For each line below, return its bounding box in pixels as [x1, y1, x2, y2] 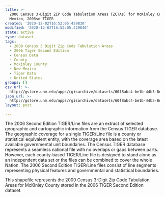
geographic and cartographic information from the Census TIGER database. [5, 126, 159, 131]
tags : [5, 39, 16, 44]
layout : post [5, 103, 32, 108]
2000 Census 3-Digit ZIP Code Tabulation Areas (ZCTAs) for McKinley [9, 12, 155, 17]
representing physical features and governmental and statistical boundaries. [5, 168, 160, 173]
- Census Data [9, 52, 38, 58]
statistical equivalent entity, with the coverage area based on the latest [5, 136, 148, 142]
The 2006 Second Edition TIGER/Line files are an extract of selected [5, 121, 143, 126]
